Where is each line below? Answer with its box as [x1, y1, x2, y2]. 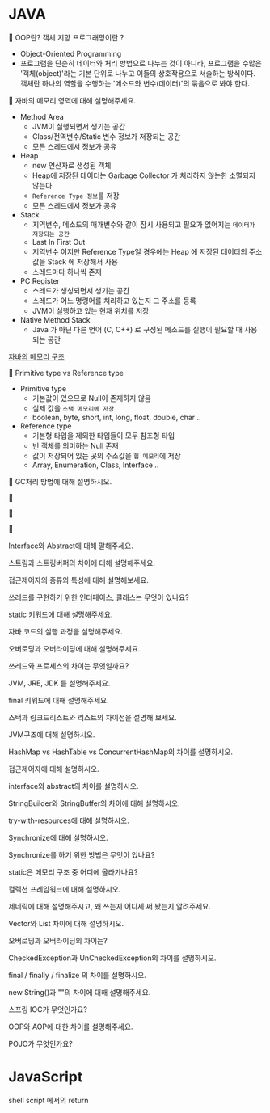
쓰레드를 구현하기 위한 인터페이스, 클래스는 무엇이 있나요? [8, 592, 189, 602]
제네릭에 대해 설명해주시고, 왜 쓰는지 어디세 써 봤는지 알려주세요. [8, 901, 212, 911]
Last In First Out [32, 237, 86, 247]
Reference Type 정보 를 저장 [32, 191, 120, 200]
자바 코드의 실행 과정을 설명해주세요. [8, 626, 123, 636]
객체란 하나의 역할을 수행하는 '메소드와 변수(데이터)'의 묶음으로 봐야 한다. [19, 78, 251, 88]
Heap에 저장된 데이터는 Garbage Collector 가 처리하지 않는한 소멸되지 [32, 171, 256, 180]
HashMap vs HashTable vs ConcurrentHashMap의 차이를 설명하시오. [8, 747, 233, 757]
